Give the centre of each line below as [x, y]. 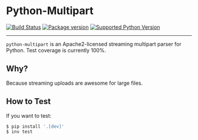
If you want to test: [29, 115]
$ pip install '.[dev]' [35, 126]
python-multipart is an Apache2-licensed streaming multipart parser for [94, 44]
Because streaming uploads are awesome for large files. [75, 83]
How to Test [29, 101]
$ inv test [19, 132]
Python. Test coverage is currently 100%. [56, 50]
